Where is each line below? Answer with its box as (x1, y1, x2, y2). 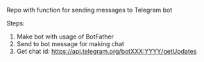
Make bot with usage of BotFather (16, 32, 114, 41)
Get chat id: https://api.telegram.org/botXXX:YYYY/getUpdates (16, 48, 197, 55)
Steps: (6, 19, 25, 27)
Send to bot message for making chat (16, 40, 124, 48)
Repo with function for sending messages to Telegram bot (6, 6, 173, 14)
